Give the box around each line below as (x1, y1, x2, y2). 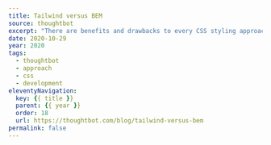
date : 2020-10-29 (8, 34, 67, 43)
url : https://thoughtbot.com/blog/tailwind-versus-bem (15, 117, 204, 125)
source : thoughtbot (8, 19, 74, 27)
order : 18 (15, 110, 48, 118)
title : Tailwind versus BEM (8, 11, 103, 20)
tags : (8, 49, 27, 57)
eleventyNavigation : (8, 86, 78, 95)
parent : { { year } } (15, 101, 81, 110)
